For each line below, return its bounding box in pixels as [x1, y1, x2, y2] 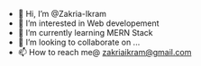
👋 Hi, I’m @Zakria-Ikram [17, 9, 106, 19]
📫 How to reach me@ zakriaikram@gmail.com [17, 47, 192, 57]
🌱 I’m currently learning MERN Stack [17, 28, 153, 37]
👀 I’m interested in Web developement [17, 18, 160, 29]
